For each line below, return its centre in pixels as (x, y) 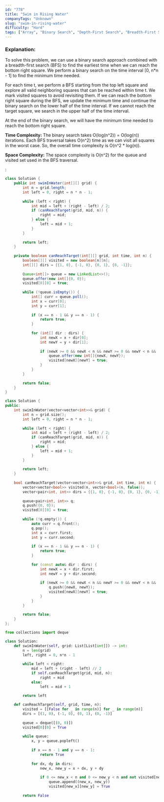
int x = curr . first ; (52, 533)
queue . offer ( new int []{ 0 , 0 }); (54, 279)
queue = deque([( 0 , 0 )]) (48, 723)
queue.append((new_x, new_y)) (79, 782)
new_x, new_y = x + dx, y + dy (72, 768)
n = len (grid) (37, 650)
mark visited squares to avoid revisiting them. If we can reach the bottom (78, 95)
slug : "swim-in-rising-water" (36, 23)
